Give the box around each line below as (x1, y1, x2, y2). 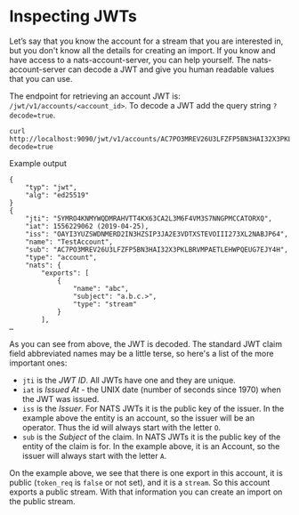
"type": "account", (25, 253, 98, 262)
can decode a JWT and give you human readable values (68, 64, 275, 75)
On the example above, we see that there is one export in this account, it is (9, 467, 283, 478)
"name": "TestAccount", (25, 237, 114, 246)
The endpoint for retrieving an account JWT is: (9, 91, 181, 101)
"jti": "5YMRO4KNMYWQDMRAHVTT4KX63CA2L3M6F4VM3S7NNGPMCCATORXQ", (25, 213, 273, 223)
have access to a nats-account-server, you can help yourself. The (9, 54, 251, 65)
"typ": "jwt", (25, 182, 77, 192)
